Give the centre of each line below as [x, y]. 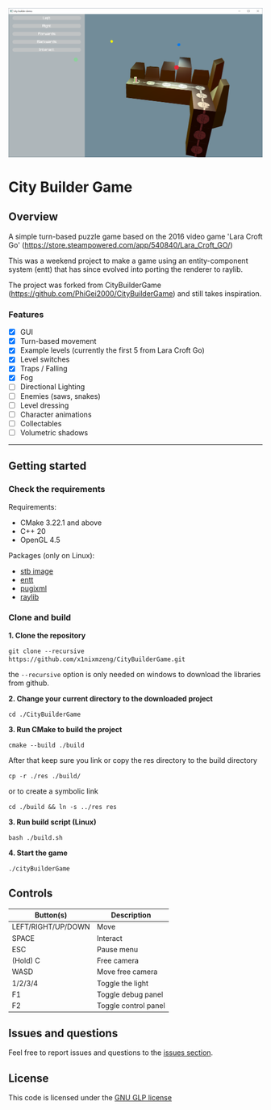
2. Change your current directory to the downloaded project [111, 698]
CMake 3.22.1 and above [61, 523]
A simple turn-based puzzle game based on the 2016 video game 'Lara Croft [136, 236]
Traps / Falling [44, 369]
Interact [109, 938]
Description [131, 915]
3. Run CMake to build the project [65, 729]
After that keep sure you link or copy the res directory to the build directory [133, 760]
